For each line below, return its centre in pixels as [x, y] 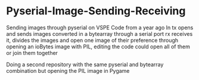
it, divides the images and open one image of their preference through [92, 40]
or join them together [32, 53]
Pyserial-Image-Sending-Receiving [96, 11]
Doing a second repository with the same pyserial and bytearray [85, 64]
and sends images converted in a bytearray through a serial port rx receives [99, 33]
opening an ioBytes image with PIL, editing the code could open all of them [98, 47]
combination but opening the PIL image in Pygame [68, 70]
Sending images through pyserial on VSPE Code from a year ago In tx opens [100, 27]
